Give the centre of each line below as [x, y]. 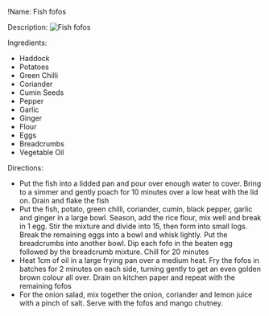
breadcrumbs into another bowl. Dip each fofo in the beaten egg [126, 243]
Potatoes [34, 67]
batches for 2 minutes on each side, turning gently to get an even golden [140, 269]
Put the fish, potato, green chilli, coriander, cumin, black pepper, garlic [136, 209]
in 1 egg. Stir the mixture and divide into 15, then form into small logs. [133, 226]
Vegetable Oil [41, 152]
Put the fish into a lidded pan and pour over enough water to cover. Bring [140, 183]
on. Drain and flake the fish [64, 201]
